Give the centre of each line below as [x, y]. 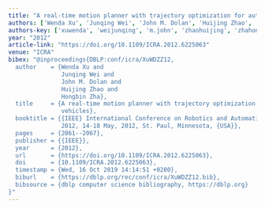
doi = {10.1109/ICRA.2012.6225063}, [86, 163]
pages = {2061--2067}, [60, 133]
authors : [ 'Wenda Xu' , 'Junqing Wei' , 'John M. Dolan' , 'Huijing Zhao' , [130, 23]
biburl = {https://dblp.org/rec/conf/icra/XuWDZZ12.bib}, [118, 178]
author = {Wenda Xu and [60, 67]
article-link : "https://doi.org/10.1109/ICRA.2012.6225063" [109, 45]
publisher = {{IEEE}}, [52, 140]
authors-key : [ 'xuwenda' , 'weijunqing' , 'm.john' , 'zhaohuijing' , [119, 30]
